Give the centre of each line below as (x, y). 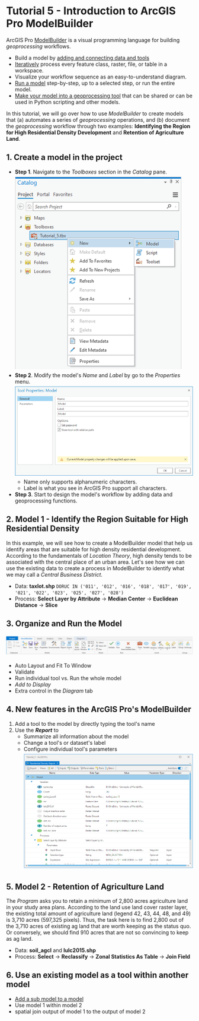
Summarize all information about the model (76, 736)
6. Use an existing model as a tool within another (97, 975)
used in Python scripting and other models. (67, 102)
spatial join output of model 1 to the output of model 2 (80, 1011)
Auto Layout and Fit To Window (53, 665)
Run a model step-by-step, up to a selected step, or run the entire (95, 83)
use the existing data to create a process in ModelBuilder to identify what (95, 568)
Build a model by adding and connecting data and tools (82, 58)
